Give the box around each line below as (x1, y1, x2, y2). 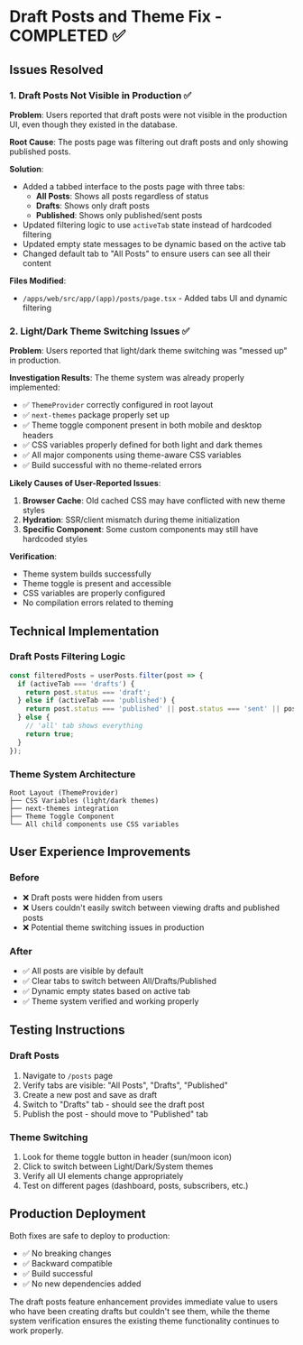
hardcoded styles (22, 534, 88, 545)
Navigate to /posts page (22, 1070, 114, 1081)
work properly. (9, 1324, 64, 1336)
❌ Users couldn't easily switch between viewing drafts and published (22, 902, 280, 913)
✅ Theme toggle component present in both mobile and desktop (22, 419, 262, 430)
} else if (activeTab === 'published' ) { (17, 696, 176, 705)
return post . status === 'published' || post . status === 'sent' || (25, 705, 280, 714)
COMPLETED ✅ (9, 25, 126, 46)
